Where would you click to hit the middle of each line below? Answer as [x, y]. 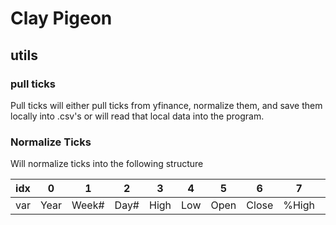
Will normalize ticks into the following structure [107, 164]
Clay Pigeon [61, 18]
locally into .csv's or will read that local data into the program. [137, 116]
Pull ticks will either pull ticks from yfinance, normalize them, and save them [166, 105]
